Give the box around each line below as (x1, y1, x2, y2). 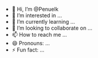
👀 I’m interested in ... (11, 12, 62, 19)
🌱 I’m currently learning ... (11, 18, 75, 25)
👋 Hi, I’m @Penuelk (11, 6, 59, 12)
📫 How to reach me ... (11, 31, 67, 38)
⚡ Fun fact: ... (11, 46, 45, 53)
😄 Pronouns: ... (11, 40, 50, 47)
